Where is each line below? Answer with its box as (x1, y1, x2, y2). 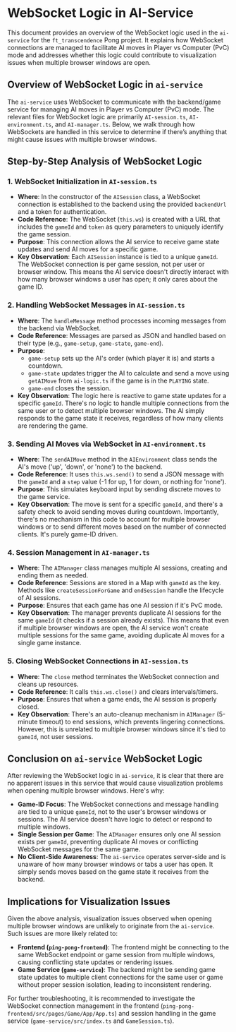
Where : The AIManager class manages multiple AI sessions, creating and (17, 563, 228, 572)
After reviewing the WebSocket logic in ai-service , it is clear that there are (7, 772, 224, 780)
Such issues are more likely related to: (7, 930, 118, 938)
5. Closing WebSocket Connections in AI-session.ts (7, 656, 189, 666)
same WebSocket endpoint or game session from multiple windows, (17, 951, 216, 959)
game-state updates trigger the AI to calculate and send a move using (27, 368, 230, 377)
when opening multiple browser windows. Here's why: (7, 786, 165, 795)
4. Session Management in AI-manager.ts (7, 547, 150, 557)
